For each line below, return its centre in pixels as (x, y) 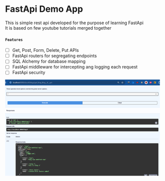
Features (14, 40)
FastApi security (29, 72)
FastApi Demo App (44, 9)
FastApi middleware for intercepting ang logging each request (75, 67)
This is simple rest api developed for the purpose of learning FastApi (74, 23)
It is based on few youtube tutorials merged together (58, 28)
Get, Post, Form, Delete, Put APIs (45, 50)
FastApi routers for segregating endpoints (55, 56)
